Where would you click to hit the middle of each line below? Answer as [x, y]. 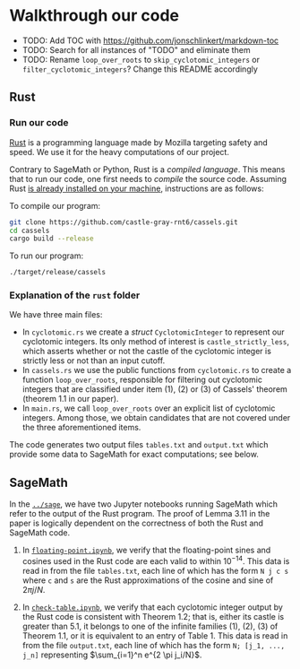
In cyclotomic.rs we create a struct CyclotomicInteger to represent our [153, 332]
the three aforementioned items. [81, 428]
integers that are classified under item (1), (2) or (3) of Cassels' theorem [155, 389]
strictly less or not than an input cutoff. [94, 361]
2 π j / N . [34, 589]
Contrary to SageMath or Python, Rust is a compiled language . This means [147, 169]
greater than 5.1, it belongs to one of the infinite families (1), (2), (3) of [150, 626]
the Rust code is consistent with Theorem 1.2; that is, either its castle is [153, 616]
